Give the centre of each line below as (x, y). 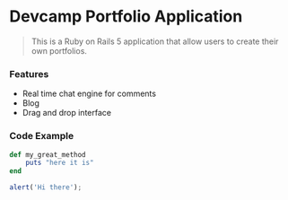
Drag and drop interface (67, 113)
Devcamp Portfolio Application (126, 17)
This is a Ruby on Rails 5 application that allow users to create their (155, 41)
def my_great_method (48, 154)
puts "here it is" (60, 163)
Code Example (42, 136)
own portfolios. (59, 50)
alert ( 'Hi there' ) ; (46, 187)
